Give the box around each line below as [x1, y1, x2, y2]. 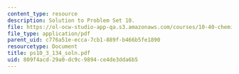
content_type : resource [7, 10, 78, 18]
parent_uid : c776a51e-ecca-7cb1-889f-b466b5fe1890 [7, 37, 161, 44]
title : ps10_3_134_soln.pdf [7, 50, 91, 57]
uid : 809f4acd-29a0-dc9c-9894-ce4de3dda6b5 [7, 56, 139, 63]
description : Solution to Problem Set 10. [7, 17, 135, 24]
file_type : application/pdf [7, 30, 91, 37]
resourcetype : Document [7, 43, 78, 50]
